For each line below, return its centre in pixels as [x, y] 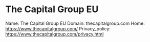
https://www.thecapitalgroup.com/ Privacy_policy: [58, 28]
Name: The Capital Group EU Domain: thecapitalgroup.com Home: [75, 23]
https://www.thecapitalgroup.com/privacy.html [55, 34]
